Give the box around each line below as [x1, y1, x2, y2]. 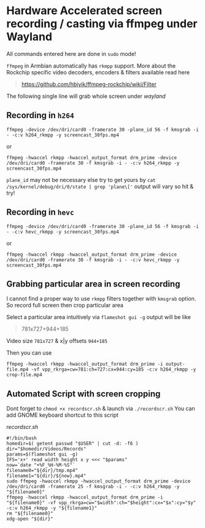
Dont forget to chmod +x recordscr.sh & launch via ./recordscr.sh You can [6, 405, 195, 412]
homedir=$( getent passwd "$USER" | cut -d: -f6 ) [6, 441, 139, 447]
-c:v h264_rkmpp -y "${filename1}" [6, 505, 98, 511]
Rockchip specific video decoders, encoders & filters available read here [6, 68, 190, 76]
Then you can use [6, 349, 52, 357]
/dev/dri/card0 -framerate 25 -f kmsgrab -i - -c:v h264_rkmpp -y [6, 484, 180, 490]
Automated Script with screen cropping [6, 388, 161, 399]
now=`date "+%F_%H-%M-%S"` [6, 462, 75, 468]
